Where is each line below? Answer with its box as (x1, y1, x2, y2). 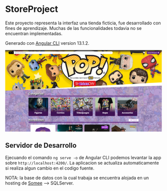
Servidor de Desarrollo (5, 141, 77, 150)
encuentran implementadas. (5, 30, 63, 36)
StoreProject (5, 3, 58, 15)
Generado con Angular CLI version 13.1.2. (5, 40, 89, 46)
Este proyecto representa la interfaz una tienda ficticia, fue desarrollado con (5, 20, 161, 26)
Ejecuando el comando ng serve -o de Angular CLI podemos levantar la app (5, 154, 162, 160)
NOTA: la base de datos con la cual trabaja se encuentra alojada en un (5, 175, 149, 181)
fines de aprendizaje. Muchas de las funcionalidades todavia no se (5, 25, 142, 31)
